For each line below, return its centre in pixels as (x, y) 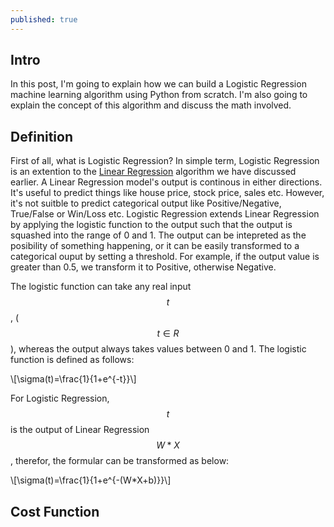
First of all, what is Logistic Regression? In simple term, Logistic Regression (165, 161)
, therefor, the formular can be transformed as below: (120, 461)
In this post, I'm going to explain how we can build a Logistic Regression (158, 84)
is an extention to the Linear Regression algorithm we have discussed (153, 172)
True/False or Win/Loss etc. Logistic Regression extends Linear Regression (165, 214)
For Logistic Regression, (60, 398)
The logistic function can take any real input (101, 287)
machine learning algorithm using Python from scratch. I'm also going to (159, 95)
